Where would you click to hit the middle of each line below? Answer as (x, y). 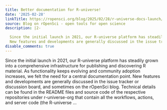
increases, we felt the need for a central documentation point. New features (83, 76)
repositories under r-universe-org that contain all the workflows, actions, (80, 97)
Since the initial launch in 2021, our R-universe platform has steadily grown (82, 60)
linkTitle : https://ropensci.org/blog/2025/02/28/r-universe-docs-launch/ (84, 19)
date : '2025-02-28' (25, 14)
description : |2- (23, 28)
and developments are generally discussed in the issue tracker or (72, 81)
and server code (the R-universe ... (41, 103)
